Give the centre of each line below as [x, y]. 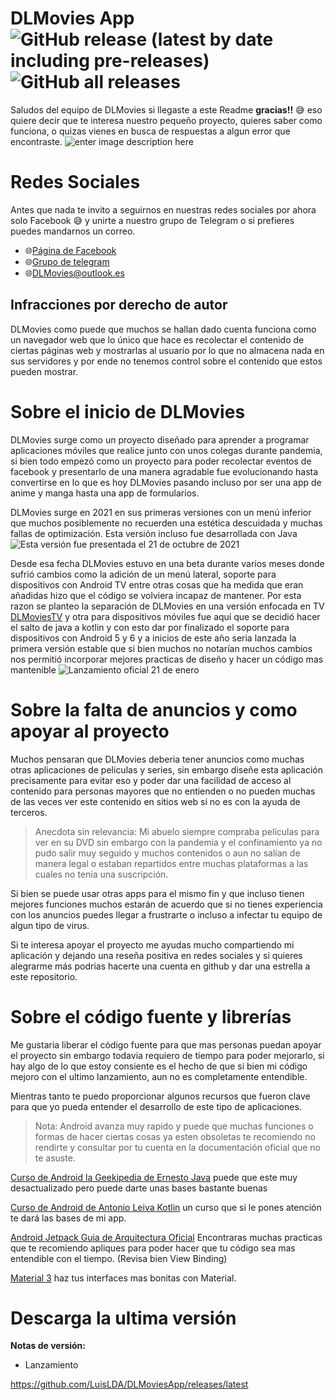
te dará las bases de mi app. [68, 1218]
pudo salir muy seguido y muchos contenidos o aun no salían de [167, 853]
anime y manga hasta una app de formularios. [105, 493]
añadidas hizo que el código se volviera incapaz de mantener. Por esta [156, 595]
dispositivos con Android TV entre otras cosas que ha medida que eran [157, 584]
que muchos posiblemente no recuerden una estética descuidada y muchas [166, 523]
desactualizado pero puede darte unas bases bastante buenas [139, 1188]
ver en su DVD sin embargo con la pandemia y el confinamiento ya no [178, 842]
